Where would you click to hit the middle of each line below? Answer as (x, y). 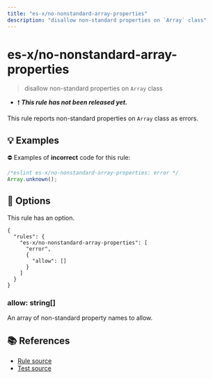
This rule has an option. (41, 218)
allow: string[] (31, 303)
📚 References (39, 340)
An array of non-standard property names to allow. (80, 318)
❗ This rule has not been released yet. (72, 102)
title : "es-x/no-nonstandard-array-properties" (78, 14)
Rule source (34, 361)
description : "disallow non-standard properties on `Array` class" (107, 20)
